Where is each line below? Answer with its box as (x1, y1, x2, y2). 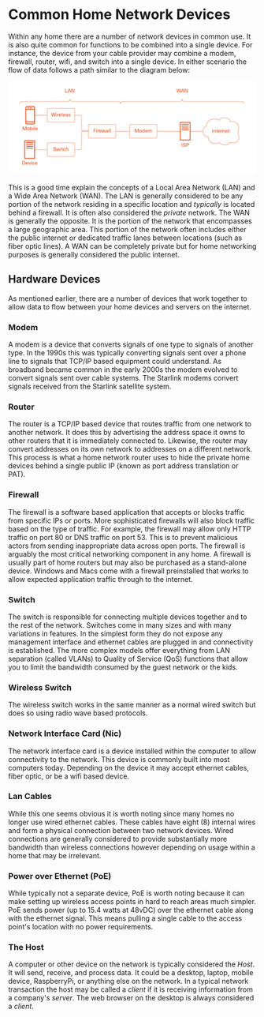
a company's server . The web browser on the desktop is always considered (8, 993, 255, 1003)
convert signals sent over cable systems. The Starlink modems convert (8, 373, 239, 383)
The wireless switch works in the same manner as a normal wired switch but (8, 700, 256, 710)
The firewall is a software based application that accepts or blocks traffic (8, 507, 245, 516)
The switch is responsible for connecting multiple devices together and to (8, 612, 247, 621)
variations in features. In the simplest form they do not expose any (8, 629, 223, 638)
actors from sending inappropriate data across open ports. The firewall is (8, 541, 246, 550)
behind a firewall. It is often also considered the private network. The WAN (8, 208, 251, 217)
